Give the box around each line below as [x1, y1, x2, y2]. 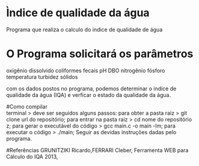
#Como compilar [6, 103, 48, 110]
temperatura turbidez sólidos [6, 73, 78, 81]
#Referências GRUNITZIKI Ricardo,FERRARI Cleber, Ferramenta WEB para [6, 146, 189, 153]
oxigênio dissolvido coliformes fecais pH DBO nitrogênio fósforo [6, 67, 165, 74]
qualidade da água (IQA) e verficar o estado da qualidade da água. [6, 91, 171, 99]
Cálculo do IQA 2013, [6, 153, 58, 160]
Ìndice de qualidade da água [6, 6, 150, 20]
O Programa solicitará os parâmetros [6, 47, 194, 61]
